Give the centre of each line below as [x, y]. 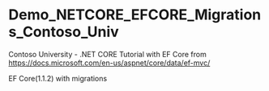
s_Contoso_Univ [64, 32]
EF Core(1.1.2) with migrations [58, 78]
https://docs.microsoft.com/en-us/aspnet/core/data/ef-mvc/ [109, 63]
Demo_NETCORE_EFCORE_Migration [135, 15]
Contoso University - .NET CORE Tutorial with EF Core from [107, 54]
